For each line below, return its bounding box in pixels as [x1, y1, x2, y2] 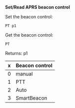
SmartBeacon [15, 95, 48, 101]
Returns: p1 [5, 51, 28, 56]
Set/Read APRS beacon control [5, 4, 70, 10]
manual [15, 70, 33, 77]
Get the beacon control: [5, 32, 53, 38]
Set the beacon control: [5, 14, 53, 19]
